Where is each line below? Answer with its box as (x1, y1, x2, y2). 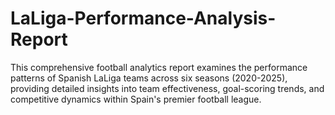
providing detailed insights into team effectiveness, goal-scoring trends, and (10, 82, 325, 94)
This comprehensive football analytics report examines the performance (10, 61, 308, 73)
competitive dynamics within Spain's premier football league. (10, 93, 262, 105)
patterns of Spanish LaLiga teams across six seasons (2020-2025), (10, 72, 288, 84)
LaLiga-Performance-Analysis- (10, 7, 277, 30)
